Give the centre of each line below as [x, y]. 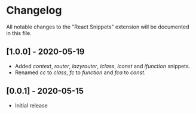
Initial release [31, 105]
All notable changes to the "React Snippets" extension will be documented [98, 27]
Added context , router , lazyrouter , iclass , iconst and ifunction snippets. [102, 66]
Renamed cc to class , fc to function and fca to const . [80, 72]
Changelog [34, 10]
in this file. [19, 33]
